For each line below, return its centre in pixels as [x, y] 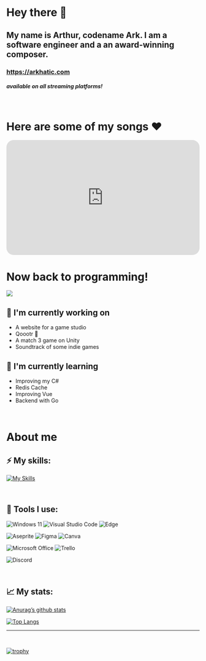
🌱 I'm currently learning [52, 366]
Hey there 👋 [37, 13]
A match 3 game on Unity [47, 340]
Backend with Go [37, 400]
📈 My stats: [30, 592]
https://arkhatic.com [38, 72]
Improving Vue [34, 394]
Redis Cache [31, 387]
